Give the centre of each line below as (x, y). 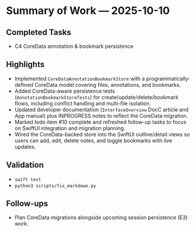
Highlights (25, 64)
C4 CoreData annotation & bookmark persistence (74, 46)
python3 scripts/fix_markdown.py (55, 186)
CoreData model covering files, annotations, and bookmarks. (108, 85)
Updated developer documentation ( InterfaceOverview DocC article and (102, 110)
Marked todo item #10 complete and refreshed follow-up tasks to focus (100, 122)
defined (24, 85)
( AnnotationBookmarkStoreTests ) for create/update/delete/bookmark (96, 97)
